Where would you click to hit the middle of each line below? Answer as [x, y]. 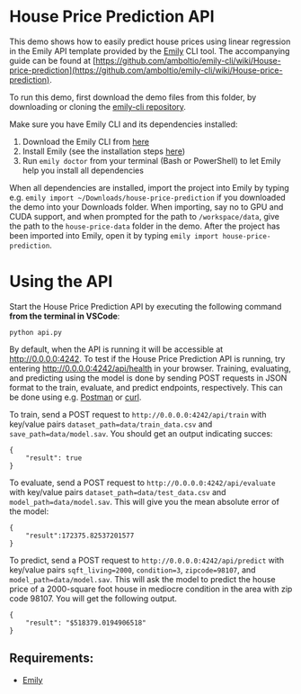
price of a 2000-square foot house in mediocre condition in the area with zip [151, 589]
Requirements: [52, 658]
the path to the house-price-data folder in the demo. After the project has [145, 226]
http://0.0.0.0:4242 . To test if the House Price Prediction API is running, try [147, 358]
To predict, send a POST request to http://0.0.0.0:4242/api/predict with [147, 560]
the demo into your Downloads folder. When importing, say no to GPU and [146, 207]
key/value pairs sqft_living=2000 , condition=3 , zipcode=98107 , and [133, 570]
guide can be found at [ [53, 60]
